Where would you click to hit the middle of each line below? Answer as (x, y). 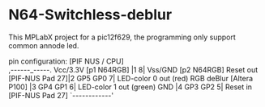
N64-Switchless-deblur (90, 15)
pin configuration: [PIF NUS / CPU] (66, 61)
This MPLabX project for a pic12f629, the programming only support (122, 37)
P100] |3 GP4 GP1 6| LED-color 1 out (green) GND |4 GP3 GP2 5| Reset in (130, 87)
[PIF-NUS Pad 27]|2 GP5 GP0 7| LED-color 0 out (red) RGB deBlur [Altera (131, 78)
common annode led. (44, 45)
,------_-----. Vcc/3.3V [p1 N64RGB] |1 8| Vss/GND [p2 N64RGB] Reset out (133, 69)
